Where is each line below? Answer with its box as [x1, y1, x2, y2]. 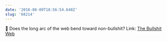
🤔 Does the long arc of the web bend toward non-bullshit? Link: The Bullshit [5, 25, 162, 31]
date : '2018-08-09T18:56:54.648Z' [5, 7, 78, 12]
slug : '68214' [5, 12, 35, 17]
